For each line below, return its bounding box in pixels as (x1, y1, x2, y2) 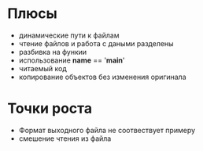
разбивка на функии (18, 47, 87, 56)
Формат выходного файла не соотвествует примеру (18, 125, 196, 135)
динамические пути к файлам (18, 31, 120, 40)
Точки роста (7, 99, 93, 117)
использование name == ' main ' (18, 56, 125, 65)
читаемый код (18, 63, 68, 73)
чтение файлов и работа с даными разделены (18, 38, 174, 48)
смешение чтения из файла (18, 134, 112, 143)
